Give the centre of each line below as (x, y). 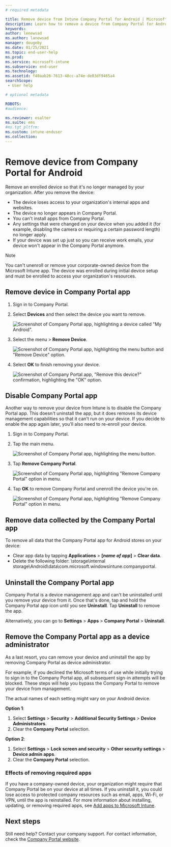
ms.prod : (15, 57)
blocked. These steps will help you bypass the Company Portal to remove (82, 683)
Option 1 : (15, 708)
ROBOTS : (13, 104)
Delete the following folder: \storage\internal (59, 561)
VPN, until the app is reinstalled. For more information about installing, (79, 800)
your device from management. (38, 689)
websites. (23, 207)
